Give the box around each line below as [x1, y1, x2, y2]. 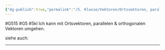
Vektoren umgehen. [5, 25, 45, 32]
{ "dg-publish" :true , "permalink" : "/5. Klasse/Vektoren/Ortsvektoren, [5, 7, 148, 12]
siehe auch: [5, 35, 28, 41]
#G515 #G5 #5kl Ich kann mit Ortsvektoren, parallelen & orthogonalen [5, 20, 146, 26]
